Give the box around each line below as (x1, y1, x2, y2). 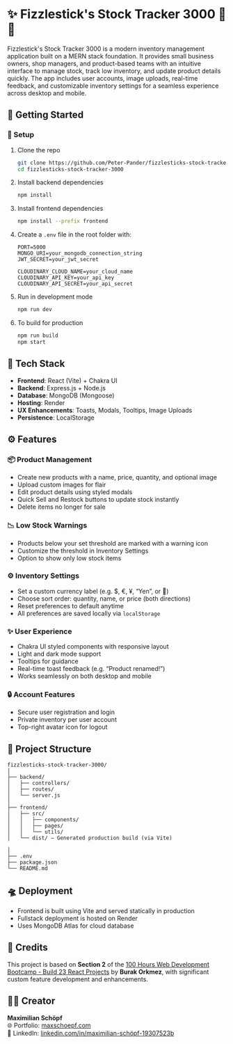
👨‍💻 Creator (7, 995, 56, 1007)
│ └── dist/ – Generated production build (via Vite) (7, 835, 172, 841)
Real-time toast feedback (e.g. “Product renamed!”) (17, 665, 166, 673)
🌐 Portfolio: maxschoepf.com (7, 1021, 92, 1029)
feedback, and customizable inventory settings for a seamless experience (7, 81, 219, 90)
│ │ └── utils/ (7, 828, 64, 836)
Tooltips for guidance (17, 657, 79, 665)
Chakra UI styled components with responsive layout (17, 642, 169, 651)
